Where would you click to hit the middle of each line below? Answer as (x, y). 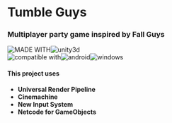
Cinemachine (38, 97)
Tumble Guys (47, 12)
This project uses (34, 74)
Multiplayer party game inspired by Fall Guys (86, 35)
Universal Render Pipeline (56, 89)
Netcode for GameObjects (57, 112)
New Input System (45, 104)
